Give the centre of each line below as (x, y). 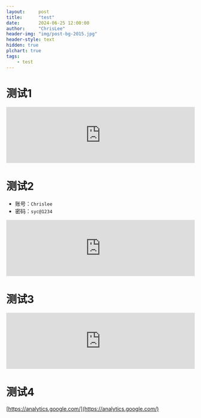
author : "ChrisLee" (36, 28)
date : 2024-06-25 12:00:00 (48, 23)
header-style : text (31, 40)
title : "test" (31, 17)
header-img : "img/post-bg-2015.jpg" (52, 34)
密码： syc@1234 (33, 211)
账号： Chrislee (33, 204)
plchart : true (24, 51)
